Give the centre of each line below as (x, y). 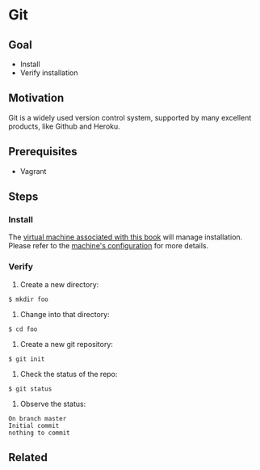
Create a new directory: (59, 284)
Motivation (36, 98)
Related (28, 457)
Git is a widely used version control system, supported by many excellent (130, 117)
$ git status (30, 389)
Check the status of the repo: (69, 374)
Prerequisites (43, 152)
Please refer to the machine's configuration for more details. (109, 246)
